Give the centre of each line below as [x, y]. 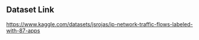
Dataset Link [30, 10]
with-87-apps [23, 30]
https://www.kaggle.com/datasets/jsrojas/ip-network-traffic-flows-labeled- [100, 24]
